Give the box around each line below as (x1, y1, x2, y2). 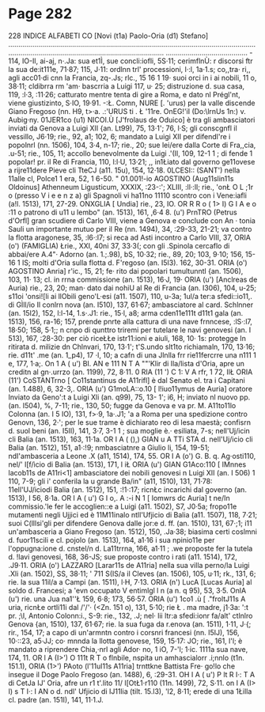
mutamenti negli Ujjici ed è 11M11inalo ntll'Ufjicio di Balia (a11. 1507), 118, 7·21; (8, 509, 258, 519)
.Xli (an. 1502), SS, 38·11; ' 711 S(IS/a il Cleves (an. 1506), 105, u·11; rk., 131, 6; (8, 569, 256, 578)
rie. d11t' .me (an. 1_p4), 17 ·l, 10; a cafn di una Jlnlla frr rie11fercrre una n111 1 (8, 350, 257, 360)
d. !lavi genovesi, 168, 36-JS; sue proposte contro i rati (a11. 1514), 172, (8, 551, 237, 562)
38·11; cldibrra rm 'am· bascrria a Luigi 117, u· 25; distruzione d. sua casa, (8, 81, 245, 91)
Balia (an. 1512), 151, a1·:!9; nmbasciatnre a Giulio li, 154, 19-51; (8, 442, 210, 452)
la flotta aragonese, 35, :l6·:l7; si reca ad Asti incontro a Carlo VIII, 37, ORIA (8, 233, 252, 242)
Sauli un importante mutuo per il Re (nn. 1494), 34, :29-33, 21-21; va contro (8, 224, 252, 233)
